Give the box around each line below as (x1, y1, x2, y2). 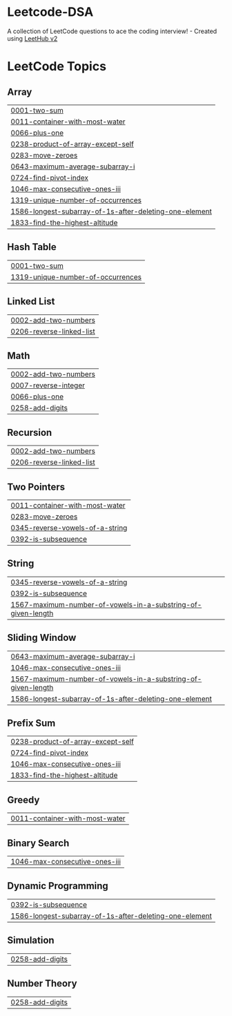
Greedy (7, 794, 40, 805)
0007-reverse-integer (10, 381, 85, 390)
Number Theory (7, 978, 77, 990)
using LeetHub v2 (7, 34, 58, 42)
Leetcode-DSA (7, 4, 94, 20)
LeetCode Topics (7, 59, 107, 75)
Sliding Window (7, 632, 77, 644)
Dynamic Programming (7, 880, 108, 892)
